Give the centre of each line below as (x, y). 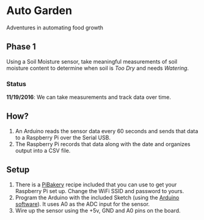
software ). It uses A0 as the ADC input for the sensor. (82, 204)
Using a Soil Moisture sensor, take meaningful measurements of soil (92, 61)
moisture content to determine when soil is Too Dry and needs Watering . (98, 68)
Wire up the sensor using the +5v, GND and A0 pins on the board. (98, 210)
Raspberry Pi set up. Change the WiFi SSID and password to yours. (100, 191)
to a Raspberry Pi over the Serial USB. (63, 137)
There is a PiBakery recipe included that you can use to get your (96, 185)
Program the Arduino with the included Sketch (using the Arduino (97, 197)
